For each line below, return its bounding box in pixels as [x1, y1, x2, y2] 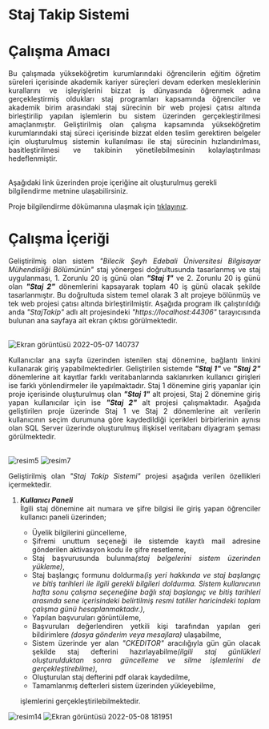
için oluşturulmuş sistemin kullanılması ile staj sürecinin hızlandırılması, [8, 137, 261, 146]
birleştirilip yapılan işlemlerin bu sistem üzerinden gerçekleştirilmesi [8, 111, 261, 121]
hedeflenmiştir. [8, 154, 58, 163]
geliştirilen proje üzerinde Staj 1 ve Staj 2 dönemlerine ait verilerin [8, 407, 261, 416]
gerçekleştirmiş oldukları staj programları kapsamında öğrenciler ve [8, 94, 261, 104]
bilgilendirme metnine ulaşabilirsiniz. [8, 186, 129, 196]
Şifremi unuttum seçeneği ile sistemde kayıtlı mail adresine [31, 536, 261, 546]
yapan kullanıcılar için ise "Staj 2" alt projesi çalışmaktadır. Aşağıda [8, 398, 261, 407]
